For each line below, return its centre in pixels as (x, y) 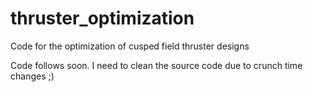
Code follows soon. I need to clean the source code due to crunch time (156, 65)
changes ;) (32, 76)
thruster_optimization (102, 18)
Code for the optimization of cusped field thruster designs (130, 46)
